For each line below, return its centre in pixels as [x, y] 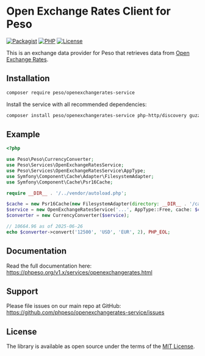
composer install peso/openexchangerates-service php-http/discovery [97, 115]
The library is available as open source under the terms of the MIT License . [101, 346]
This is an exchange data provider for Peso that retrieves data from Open [98, 52]
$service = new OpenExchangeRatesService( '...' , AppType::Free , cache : [99, 210]
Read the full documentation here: [49, 266]
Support [22, 292]
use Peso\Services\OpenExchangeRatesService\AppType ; [76, 171]
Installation [28, 78]
